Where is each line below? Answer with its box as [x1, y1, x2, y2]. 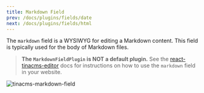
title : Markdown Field [6, 9, 65, 15]
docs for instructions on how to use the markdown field [60, 62, 195, 69]
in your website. [21, 69, 63, 76]
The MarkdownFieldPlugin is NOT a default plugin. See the [21, 56, 169, 63]
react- [170, 56, 186, 63]
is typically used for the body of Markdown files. [6, 43, 129, 51]
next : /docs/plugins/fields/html [6, 20, 92, 26]
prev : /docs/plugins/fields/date [6, 15, 92, 21]
